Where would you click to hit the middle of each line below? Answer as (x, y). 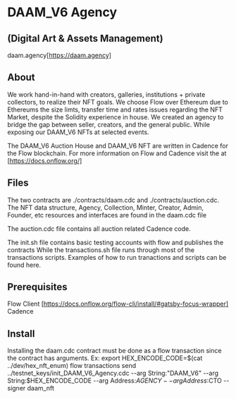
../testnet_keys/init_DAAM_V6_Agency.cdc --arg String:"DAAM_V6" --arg (113, 373)
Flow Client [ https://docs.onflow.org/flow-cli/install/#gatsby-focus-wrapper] (118, 304)
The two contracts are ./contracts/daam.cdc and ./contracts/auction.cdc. (113, 200)
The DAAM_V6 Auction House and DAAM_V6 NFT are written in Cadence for (118, 145)
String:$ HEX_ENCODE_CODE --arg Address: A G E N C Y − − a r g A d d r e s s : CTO (114, 381)
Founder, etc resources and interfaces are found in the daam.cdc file (107, 215)
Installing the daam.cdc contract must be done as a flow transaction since (114, 351)
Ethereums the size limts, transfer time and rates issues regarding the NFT (115, 109)
